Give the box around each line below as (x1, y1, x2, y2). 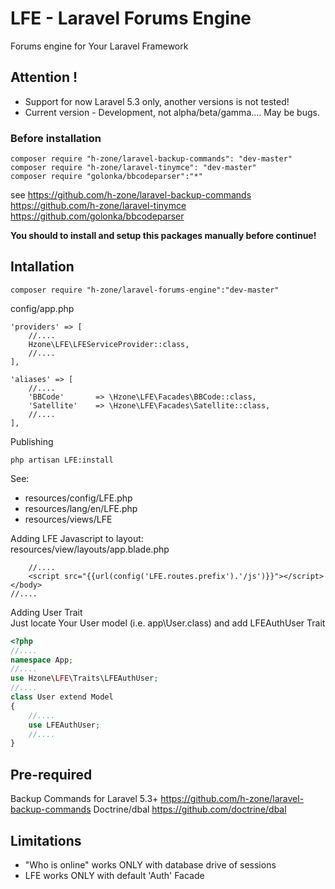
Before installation (10, 131, 102, 145)
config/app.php (10, 302, 75, 314)
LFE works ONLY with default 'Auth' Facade (24, 869, 205, 881)
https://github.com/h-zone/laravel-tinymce (10, 200, 187, 212)
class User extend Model (10, 692, 114, 702)
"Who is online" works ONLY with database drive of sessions (24, 858, 277, 871)
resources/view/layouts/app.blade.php (10, 543, 170, 555)
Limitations (10, 832, 82, 849)
